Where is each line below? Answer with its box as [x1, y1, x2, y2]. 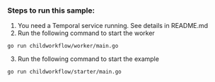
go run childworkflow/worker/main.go [7, 43, 119, 50]
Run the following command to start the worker [17, 29, 156, 37]
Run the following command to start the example [17, 55, 159, 63]
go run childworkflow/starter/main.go [7, 69, 122, 76]
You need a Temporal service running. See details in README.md [17, 22, 209, 30]
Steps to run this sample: [7, 6, 95, 15]
